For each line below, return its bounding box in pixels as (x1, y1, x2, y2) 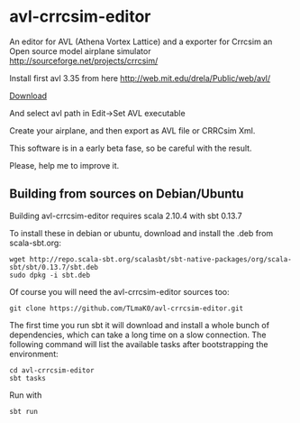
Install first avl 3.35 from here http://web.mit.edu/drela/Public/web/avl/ (9, 72, 271, 83)
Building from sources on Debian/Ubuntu (9, 187, 244, 202)
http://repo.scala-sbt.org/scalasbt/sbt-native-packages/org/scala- (29, 254, 293, 263)
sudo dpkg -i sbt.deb (9, 271, 91, 280)
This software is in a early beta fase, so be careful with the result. (9, 143, 252, 153)
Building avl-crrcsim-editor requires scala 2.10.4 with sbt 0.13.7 (9, 210, 242, 221)
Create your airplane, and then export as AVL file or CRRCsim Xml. (9, 124, 256, 136)
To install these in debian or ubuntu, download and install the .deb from (9, 227, 274, 238)
